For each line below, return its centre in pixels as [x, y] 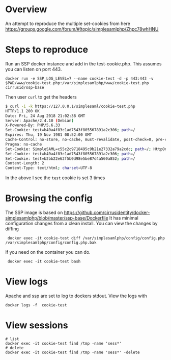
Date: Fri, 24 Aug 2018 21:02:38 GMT [45, 116]
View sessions [37, 326]
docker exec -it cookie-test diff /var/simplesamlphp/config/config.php [86, 238]
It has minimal [124, 218]
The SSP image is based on [34, 212]
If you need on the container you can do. [48, 252]
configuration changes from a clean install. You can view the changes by [81, 224]
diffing [12, 229]
